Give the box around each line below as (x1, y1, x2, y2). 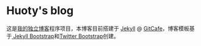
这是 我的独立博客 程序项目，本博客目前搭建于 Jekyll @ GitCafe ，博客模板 (6, 25, 190, 32)
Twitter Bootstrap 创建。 (59, 32, 119, 40)
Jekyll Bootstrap (13, 32, 55, 40)
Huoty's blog (6, 4, 74, 18)
